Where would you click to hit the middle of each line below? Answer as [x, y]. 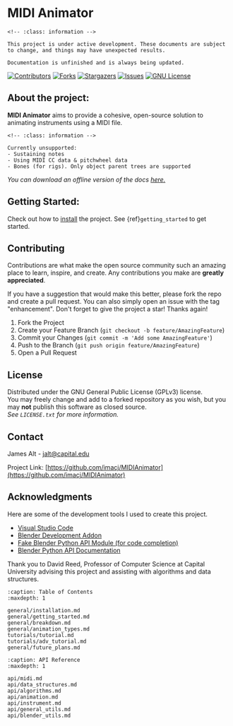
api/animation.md [33, 697]
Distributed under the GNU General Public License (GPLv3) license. [105, 392]
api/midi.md [25, 678]
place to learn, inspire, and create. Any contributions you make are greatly [116, 273]
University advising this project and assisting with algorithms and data [109, 571]
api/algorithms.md [34, 691]
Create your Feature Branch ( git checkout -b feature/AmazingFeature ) [121, 331]
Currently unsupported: [42, 148]
